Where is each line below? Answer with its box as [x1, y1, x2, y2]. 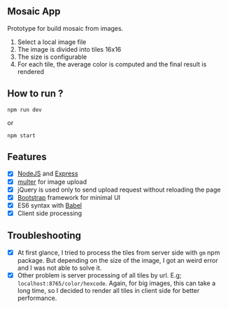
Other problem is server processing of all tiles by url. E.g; [17, 271, 182, 279]
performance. [17, 294, 57, 302]
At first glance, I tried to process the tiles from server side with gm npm [17, 248, 220, 257]
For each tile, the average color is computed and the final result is [17, 59, 207, 69]
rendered [17, 67, 44, 76]
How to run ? [7, 87, 64, 100]
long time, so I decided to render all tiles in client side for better [17, 286, 200, 294]
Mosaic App [7, 6, 61, 17]
